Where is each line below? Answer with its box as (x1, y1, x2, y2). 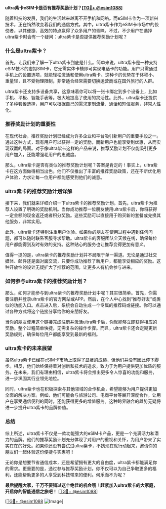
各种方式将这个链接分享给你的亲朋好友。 (9, 308, 92, 314)
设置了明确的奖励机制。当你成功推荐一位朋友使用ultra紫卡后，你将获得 (13, 206, 157, 212)
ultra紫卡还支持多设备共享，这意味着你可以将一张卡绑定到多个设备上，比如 (5, 88, 157, 94)
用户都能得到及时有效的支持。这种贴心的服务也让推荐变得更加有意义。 (5, 241, 148, 247)
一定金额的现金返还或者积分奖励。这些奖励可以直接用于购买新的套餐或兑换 (5, 212, 157, 218)
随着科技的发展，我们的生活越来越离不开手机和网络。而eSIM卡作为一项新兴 (5, 15, 159, 21)
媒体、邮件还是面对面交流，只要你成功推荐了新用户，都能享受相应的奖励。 (5, 258, 157, 264)
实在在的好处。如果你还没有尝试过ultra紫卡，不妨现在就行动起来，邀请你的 (5, 442, 157, 449)
